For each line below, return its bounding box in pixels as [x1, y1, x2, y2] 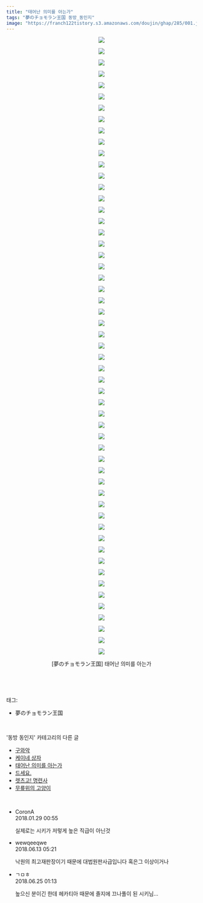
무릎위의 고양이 [14, 785, 51, 792]
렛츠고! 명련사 [14, 777, 48, 784]
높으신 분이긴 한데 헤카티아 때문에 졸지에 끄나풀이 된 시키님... [14, 890, 159, 898]
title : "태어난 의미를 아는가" [6, 8, 74, 15]
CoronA [14, 808, 34, 815]
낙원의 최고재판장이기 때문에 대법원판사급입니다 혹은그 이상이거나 [14, 858, 169, 866]
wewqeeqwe [14, 839, 47, 846]
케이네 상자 [14, 754, 42, 762]
